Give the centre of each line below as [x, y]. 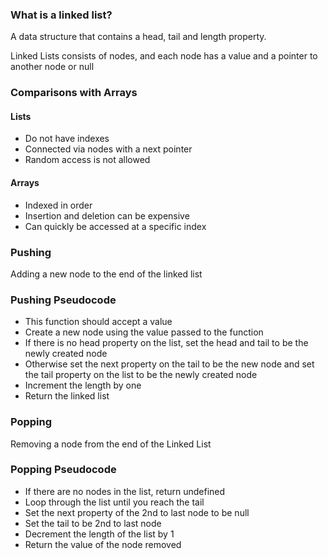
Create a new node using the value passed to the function [144, 332]
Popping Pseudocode [63, 470]
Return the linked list [67, 396]
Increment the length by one [83, 385]
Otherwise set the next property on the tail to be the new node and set [169, 364]
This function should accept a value [98, 322]
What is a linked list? [61, 15]
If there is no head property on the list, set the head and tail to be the [166, 343]
